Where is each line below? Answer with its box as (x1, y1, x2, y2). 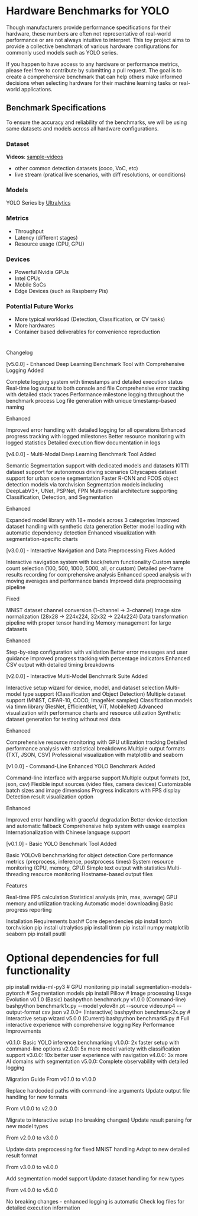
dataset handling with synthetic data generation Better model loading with (6, 523, 186, 530)
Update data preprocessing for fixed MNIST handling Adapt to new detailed (6, 1146, 190, 1153)
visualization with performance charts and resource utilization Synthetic (6, 709, 181, 717)
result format (6, 1152, 38, 1159)
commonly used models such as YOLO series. (6, 49, 118, 56)
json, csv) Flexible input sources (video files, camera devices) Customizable (6, 781, 191, 788)
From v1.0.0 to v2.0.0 (6, 1105, 57, 1112)
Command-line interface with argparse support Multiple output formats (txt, (6, 774, 190, 781)
